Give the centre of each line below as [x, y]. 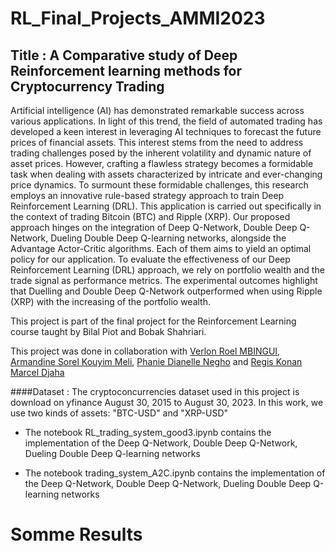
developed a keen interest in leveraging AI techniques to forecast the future [166, 131]
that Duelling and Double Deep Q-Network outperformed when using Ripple [166, 291]
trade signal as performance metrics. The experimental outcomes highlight [164, 280]
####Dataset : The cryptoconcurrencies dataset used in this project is [155, 391]
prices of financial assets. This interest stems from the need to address [157, 142]
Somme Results [76, 534]
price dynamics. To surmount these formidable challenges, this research [159, 185]
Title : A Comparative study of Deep [124, 55]
